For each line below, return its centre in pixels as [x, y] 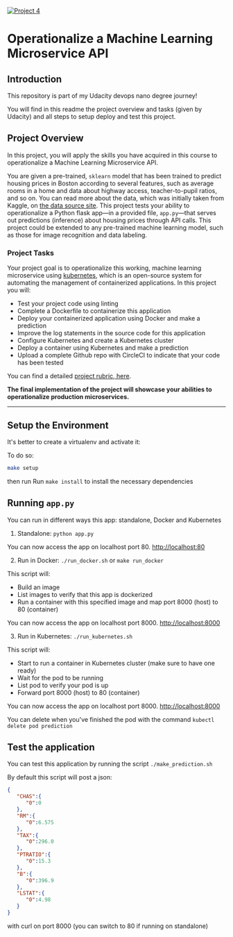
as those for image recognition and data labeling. [77, 235]
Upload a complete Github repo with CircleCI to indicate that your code [119, 355]
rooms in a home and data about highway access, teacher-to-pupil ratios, [112, 190]
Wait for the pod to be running [60, 677]
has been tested [40, 363]
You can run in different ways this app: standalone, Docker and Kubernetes [114, 520]
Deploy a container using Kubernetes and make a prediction [103, 348]
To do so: [20, 455]
